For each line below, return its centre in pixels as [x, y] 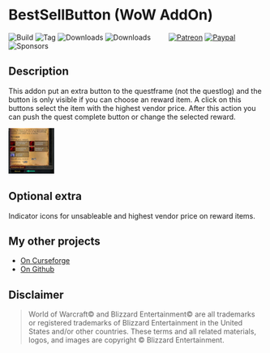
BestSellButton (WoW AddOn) [111, 15]
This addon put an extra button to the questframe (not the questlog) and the [135, 91]
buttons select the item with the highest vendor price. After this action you [133, 108]
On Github [37, 270]
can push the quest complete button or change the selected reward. [122, 117]
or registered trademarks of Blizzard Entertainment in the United [135, 323]
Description [39, 72]
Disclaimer [36, 294]
